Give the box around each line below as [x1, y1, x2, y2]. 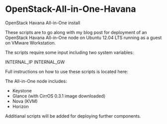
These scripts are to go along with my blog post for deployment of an [5, 29, 147, 35]
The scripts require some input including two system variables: [5, 49, 134, 55]
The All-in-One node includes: [5, 78, 67, 84]
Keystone [12, 87, 32, 93]
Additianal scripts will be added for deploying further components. [5, 113, 141, 119]
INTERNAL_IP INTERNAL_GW [5, 59, 65, 65]
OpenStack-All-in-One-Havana [5, 3, 136, 15]
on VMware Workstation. [5, 40, 56, 45]
